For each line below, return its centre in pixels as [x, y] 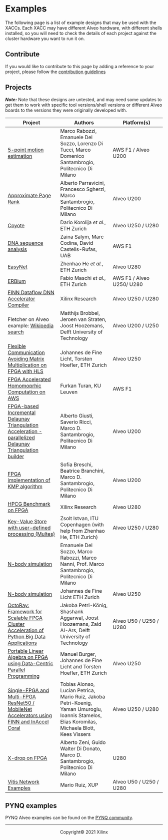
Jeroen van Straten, [83, 319]
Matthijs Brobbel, [80, 313]
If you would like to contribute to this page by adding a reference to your [80, 66]
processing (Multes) [31, 534]
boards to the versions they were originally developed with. [66, 110]
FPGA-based [23, 406]
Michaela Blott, [78, 728]
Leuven [69, 392]
